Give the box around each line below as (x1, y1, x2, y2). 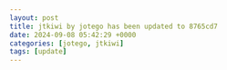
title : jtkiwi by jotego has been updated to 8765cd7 (9, 22, 219, 31)
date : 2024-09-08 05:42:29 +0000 (9, 30, 137, 39)
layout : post (9, 13, 59, 23)
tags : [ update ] (9, 47, 67, 56)
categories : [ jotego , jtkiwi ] (9, 38, 125, 48)
